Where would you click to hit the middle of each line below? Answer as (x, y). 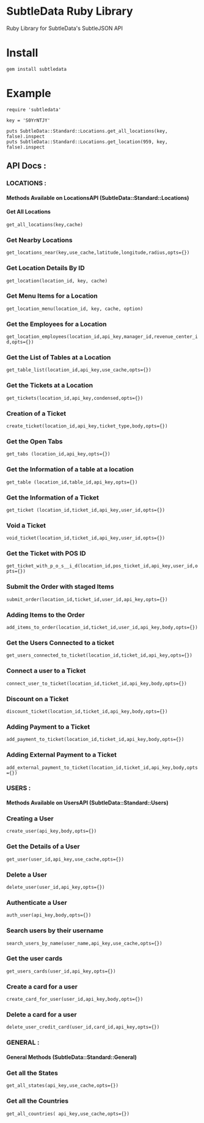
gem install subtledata (37, 69)
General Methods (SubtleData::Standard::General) (72, 1057)
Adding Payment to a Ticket (48, 727)
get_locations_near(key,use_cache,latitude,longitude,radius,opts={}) (98, 253)
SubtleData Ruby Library (70, 11)
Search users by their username (55, 930)
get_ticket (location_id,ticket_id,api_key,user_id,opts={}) (86, 510)
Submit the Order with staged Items (60, 587)
